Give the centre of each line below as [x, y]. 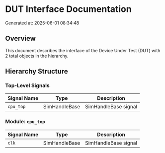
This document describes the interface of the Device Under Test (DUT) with [83, 50]
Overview [21, 38]
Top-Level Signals [27, 85]
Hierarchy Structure [37, 71]
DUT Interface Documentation [68, 9]
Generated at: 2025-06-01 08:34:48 [42, 23]
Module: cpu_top [25, 122]
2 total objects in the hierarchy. [37, 56]
